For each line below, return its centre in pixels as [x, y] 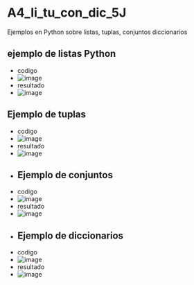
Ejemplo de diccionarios [70, 235]
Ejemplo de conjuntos [65, 175]
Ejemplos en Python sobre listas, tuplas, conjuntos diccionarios [97, 32]
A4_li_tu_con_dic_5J [67, 13]
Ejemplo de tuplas [47, 115]
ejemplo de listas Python [62, 54]
